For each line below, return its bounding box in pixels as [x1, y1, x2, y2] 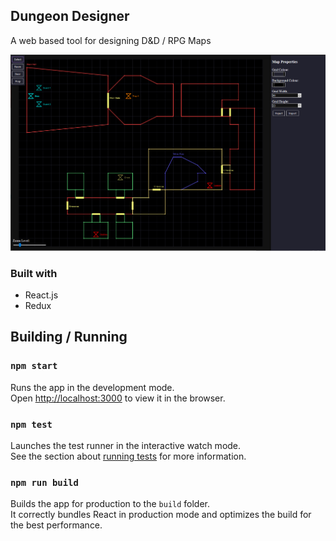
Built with [10, 266, 58, 280]
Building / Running [10, 329, 128, 346]
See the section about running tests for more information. [10, 450, 247, 462]
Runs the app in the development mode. [10, 381, 175, 393]
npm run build [10, 477, 79, 488]
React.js [24, 289, 59, 301]
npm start [10, 360, 58, 372]
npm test [10, 419, 53, 430]
